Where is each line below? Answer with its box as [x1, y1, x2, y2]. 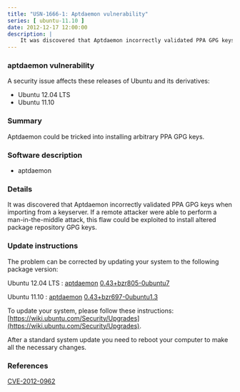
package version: [7, 265, 59, 273]
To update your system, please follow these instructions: [7, 306, 174, 315]
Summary [7, 116, 43, 126]
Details [7, 184, 33, 194]
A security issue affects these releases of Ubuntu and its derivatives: [7, 76, 210, 86]
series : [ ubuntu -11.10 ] [7, 17, 84, 24]
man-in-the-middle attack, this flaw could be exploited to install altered [7, 216, 216, 224]
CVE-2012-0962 [7, 376, 56, 386]
